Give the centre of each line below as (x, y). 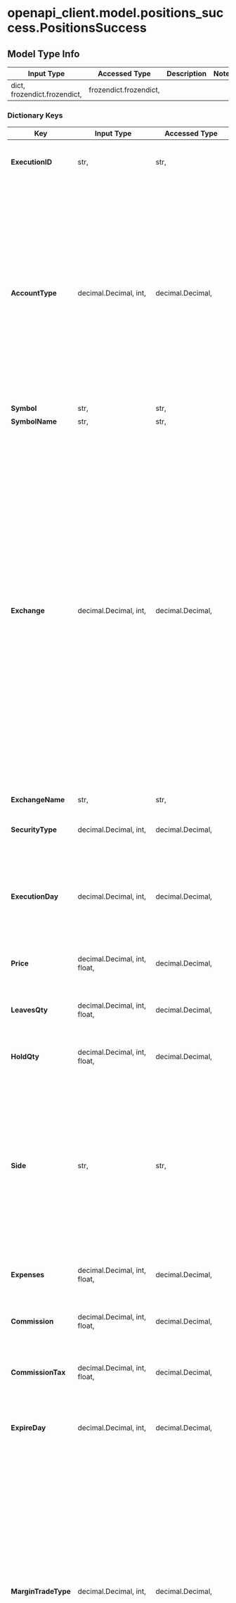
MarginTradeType (41, 1592)
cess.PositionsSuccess (77, 28)
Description (187, 74)
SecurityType (34, 830)
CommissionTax (38, 1372)
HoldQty (25, 1057)
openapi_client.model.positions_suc (116, 13)
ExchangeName (38, 800)
